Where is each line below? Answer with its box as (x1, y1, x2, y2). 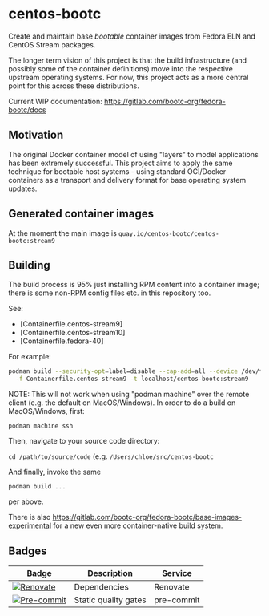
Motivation (8, 128, 64, 142)
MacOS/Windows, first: (8, 407, 86, 416)
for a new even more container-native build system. (53, 521, 223, 530)
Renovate (154, 581, 190, 592)
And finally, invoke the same (8, 467, 102, 477)
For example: (8, 352, 52, 362)
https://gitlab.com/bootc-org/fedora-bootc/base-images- (52, 513, 243, 522)
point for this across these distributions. (8, 81, 140, 91)
